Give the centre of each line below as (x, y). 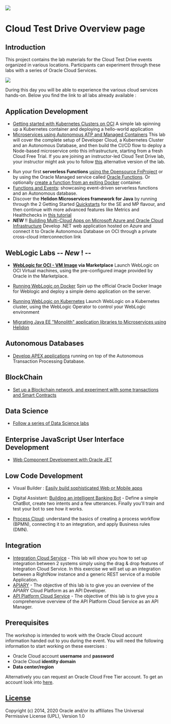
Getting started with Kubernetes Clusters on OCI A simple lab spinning (87, 124)
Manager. (23, 606)
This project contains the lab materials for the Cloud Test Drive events (79, 60)
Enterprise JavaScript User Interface (65, 439)
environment (26, 312)
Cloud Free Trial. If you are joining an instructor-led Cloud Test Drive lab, (89, 156)
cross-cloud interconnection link (47, 237)
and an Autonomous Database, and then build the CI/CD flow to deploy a (89, 146)
